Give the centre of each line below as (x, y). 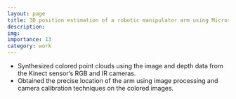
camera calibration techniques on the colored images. (96, 88)
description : (26, 26)
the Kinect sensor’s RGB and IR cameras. (77, 73)
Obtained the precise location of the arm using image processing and (118, 81)
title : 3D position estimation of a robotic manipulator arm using (108, 20)
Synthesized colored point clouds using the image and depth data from (120, 66)
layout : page (26, 14)
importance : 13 (29, 40)
